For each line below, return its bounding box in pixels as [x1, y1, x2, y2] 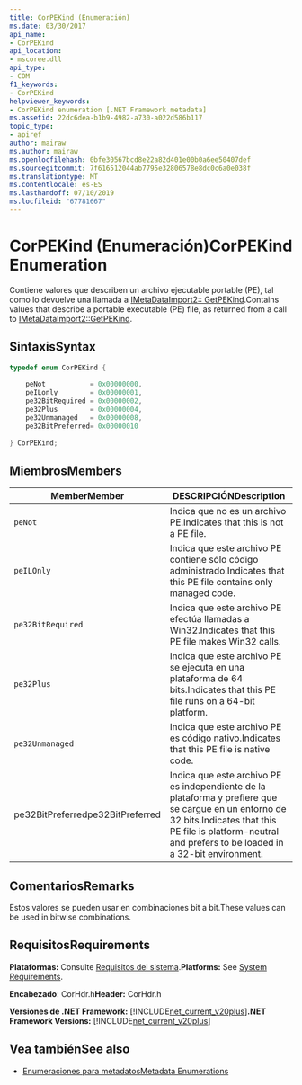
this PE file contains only [169, 576, 273, 589]
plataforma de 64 [169, 672, 244, 685]
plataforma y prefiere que [169, 792, 278, 805]
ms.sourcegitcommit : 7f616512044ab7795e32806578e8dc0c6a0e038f [9, 164, 252, 173]
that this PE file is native [169, 743, 271, 756]
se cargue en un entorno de [169, 803, 287, 815]
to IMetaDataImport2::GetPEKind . [9, 313, 133, 324]
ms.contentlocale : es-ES [9, 181, 102, 190]
